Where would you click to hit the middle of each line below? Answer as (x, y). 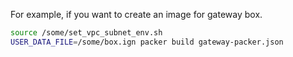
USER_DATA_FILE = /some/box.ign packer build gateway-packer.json (147, 42)
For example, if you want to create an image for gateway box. (136, 14)
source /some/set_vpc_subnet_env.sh (86, 33)
